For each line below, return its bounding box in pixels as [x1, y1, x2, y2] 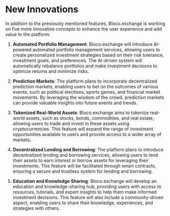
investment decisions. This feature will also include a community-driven [12, 194, 164, 200]
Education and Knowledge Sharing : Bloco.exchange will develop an [12, 178, 157, 184]
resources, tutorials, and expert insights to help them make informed [12, 188, 157, 195]
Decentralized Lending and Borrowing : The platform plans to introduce [12, 146, 164, 152]
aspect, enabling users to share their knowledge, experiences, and [12, 200, 153, 206]
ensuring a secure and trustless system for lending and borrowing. [12, 168, 153, 174]
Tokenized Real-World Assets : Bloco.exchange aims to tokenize [12, 110, 149, 116]
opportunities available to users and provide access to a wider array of [12, 131, 162, 137]
